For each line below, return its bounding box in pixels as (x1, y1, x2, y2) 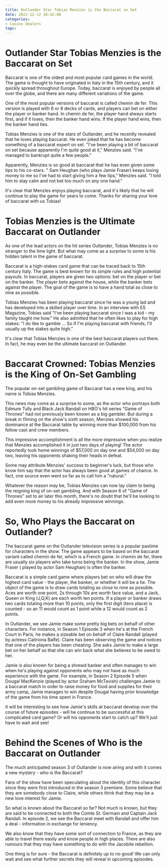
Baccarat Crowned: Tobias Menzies (5, 358, 156, 370)
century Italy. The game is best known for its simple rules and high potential (5, 268, 161, 274)
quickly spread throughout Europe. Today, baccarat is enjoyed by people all (5, 85, 161, 91)
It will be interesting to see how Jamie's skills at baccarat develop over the (5, 704, 158, 710)
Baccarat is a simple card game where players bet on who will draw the (5, 574, 152, 580)
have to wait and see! (5, 720, 49, 726)
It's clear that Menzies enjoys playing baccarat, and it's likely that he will (5, 188, 154, 194)
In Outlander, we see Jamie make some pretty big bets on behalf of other (5, 620, 156, 627)
